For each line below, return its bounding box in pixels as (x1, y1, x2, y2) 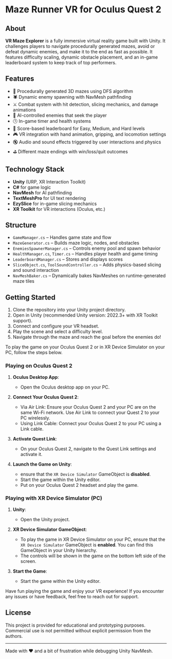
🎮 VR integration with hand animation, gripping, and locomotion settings (12, 131, 166, 137)
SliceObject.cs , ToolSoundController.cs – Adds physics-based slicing (12, 262, 161, 268)
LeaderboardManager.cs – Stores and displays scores (12, 256, 123, 263)
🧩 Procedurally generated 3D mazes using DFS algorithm (12, 88, 133, 94)
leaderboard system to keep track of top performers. (5, 60, 117, 65)
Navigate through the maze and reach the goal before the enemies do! (12, 334, 161, 340)
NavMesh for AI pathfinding (12, 189, 72, 196)
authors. (5, 633, 23, 639)
